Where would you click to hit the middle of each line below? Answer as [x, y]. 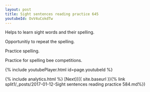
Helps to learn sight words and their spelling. [50, 32]
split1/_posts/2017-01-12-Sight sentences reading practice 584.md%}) [75, 84]
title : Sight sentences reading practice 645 [52, 14]
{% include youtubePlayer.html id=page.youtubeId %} [59, 70]
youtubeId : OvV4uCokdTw [29, 18]
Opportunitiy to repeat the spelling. [40, 42]
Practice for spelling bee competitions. [44, 61]
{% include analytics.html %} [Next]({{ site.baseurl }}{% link [65, 79]
